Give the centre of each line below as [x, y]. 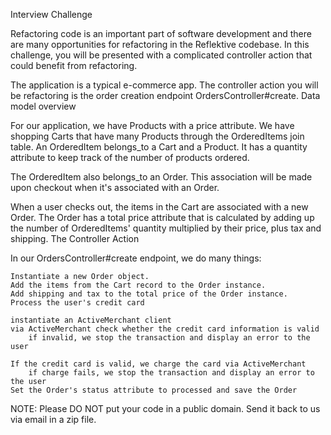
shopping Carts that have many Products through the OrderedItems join [157, 136]
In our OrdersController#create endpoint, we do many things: [136, 258]
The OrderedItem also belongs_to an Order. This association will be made [161, 177]
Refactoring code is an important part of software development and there [161, 33]
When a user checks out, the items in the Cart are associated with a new [159, 207]
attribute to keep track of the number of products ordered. [130, 157]
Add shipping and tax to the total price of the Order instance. [149, 294]
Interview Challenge [51, 14]
